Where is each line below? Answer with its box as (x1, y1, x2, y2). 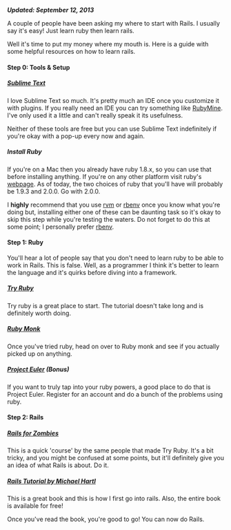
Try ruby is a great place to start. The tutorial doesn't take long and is (7, 301, 204, 310)
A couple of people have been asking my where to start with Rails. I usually (7, 19, 221, 27)
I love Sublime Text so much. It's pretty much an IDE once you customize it (7, 96, 219, 104)
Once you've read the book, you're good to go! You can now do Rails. (7, 515, 205, 524)
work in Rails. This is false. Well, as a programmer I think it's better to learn (7, 261, 219, 269)
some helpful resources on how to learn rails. (7, 48, 136, 55)
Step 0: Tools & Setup (7, 63, 70, 71)
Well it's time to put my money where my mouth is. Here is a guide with (7, 40, 209, 48)
